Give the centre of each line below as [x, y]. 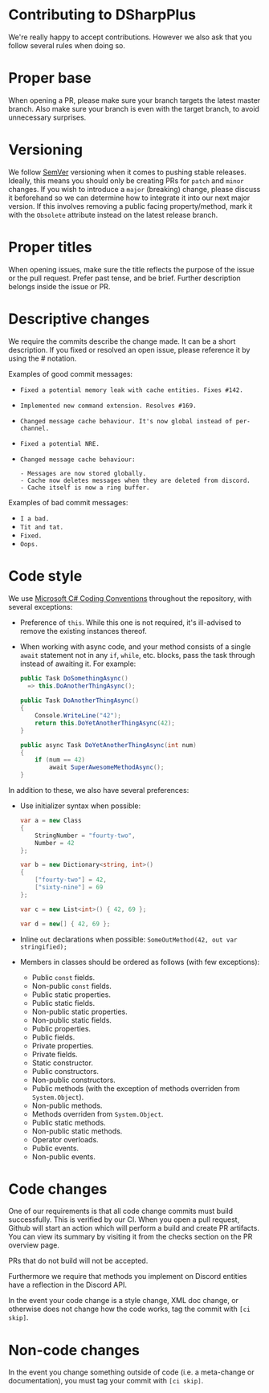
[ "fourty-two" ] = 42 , [71, 880]
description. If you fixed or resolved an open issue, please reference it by [129, 349]
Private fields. [55, 1054]
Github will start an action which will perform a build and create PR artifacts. [134, 1228]
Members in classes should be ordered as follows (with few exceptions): [140, 962]
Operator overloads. [65, 1139]
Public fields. [53, 1037]
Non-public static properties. [79, 1011]
